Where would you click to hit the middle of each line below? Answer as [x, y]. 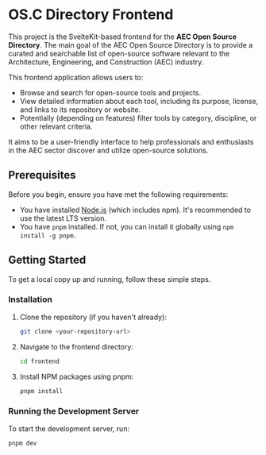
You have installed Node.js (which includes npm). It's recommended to [135, 210]
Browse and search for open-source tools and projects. [110, 92]
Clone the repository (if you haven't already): [93, 317]
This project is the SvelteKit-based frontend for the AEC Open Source [122, 37]
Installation [31, 299]
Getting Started [47, 260]
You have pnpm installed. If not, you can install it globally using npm [127, 226]
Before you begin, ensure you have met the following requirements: [118, 194]
